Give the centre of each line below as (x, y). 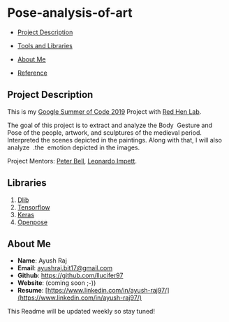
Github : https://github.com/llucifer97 (70, 276)
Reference (32, 73)
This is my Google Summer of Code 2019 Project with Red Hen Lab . (104, 111)
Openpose (32, 222)
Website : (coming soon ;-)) (57, 283)
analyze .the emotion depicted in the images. (74, 147)
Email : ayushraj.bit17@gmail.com (65, 268)
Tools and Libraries (45, 45)
